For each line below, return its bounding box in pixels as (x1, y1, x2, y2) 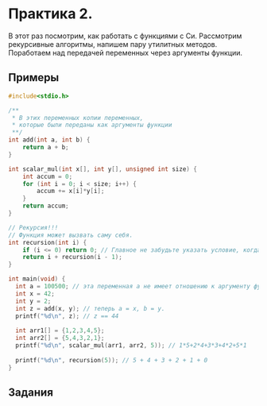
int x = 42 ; (15, 289, 56, 298)
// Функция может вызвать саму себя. (8, 231, 133, 239)
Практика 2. (8, 5, 93, 23)
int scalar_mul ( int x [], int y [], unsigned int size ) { (8, 164, 197, 173)
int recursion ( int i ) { (8, 238, 87, 246)
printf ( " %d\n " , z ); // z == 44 (15, 311, 119, 320)
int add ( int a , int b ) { (8, 136, 91, 144)
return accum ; (22, 202, 69, 211)
